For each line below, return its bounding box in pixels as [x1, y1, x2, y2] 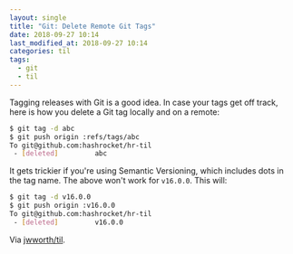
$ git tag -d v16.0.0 [9, 193, 92, 202]
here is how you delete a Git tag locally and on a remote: [9, 106, 220, 118]
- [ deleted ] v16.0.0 [13, 218, 124, 227]
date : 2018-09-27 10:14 [9, 30, 100, 39]
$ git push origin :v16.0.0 [9, 201, 116, 211]
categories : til [9, 47, 71, 56]
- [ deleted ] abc [13, 149, 107, 158]
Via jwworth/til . [9, 234, 66, 245]
